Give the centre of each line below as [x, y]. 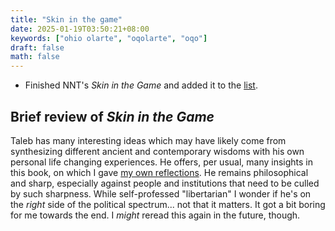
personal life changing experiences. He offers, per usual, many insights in [162, 162]
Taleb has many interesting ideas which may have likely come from [148, 140]
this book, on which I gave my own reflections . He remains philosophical [159, 172]
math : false [35, 57]
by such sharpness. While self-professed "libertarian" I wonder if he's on [161, 193]
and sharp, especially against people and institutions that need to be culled [165, 183]
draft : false [37, 47]
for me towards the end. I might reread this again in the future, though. [155, 215]
